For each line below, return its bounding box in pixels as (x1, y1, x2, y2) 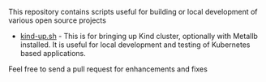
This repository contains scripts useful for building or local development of (8, 7, 258, 16)
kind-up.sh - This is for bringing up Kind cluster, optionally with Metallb (19, 32, 258, 41)
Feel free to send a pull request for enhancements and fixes (8, 64, 208, 74)
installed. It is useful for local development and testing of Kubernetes (19, 40, 251, 50)
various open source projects (8, 15, 107, 25)
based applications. (19, 49, 87, 58)
